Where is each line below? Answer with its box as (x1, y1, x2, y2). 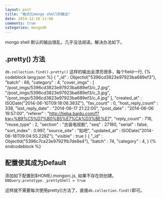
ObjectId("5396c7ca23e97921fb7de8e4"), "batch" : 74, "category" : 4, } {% (5, 138, 157, 144)
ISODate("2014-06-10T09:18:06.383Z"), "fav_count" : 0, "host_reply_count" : (5, 100, 159, 106)
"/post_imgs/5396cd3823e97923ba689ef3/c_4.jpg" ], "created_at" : (5, 95, 142, 100)
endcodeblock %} (5, 143, 41, 149)
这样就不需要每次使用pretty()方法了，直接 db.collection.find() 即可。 (5, 187, 145, 193)
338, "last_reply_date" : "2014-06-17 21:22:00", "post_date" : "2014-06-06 (5, 105, 154, 111)
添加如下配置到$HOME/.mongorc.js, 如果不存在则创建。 (5, 173, 117, 178)
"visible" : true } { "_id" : (55, 133, 103, 139)
